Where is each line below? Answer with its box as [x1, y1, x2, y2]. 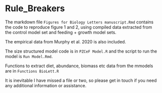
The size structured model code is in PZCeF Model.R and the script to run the [5, 48, 157, 54]
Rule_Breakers [5, 3, 65, 14]
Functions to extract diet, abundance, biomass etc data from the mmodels [5, 63, 153, 69]
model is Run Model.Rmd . [5, 53, 53, 59]
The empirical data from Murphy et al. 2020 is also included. [5, 38, 126, 44]
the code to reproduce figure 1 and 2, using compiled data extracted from [5, 24, 152, 30]
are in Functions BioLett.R [5, 68, 59, 74]
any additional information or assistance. [5, 82, 87, 88]
